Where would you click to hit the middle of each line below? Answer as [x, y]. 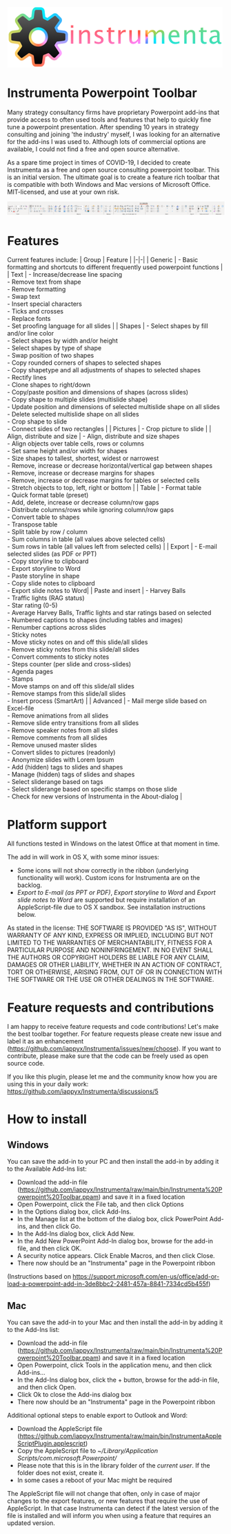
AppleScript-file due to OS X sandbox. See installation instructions [111, 907]
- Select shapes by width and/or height [63, 341]
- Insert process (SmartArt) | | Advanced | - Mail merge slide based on [107, 701]
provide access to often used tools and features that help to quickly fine [109, 119]
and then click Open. [47, 1387]
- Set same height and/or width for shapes [67, 451]
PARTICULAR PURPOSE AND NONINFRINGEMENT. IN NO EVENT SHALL [110, 950]
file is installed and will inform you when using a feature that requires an [109, 1516]
